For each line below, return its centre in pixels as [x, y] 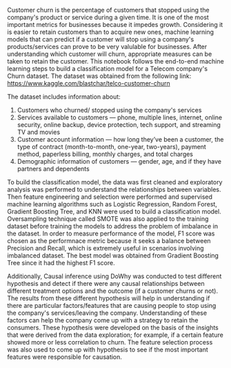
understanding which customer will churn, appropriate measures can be [110, 54]
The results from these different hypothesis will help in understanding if [109, 298]
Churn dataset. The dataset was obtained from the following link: [99, 76]
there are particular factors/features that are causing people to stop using [112, 306]
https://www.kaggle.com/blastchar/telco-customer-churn [89, 83]
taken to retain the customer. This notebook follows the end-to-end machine [115, 61]
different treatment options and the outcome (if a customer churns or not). [113, 291]
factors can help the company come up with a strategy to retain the [103, 320]
